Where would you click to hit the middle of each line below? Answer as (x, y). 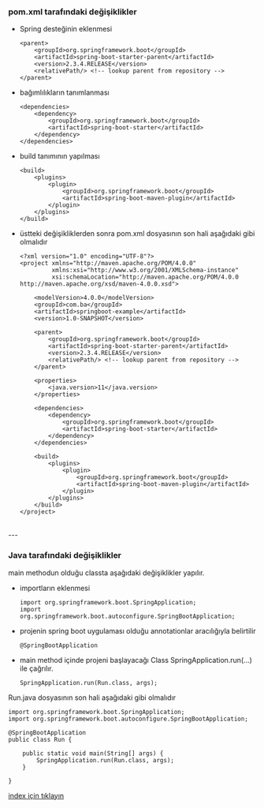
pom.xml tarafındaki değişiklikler (73, 12)
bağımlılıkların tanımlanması (64, 92)
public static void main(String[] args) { (93, 753)
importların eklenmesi (55, 588)
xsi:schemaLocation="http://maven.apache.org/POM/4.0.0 (145, 277)
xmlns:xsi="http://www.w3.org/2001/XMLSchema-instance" (145, 271)
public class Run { (40, 739)
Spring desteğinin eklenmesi (66, 29)
